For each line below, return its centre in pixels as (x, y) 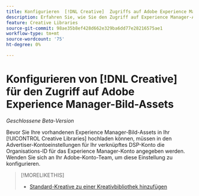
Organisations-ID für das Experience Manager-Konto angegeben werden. (96, 151)
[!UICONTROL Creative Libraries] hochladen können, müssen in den (89, 138)
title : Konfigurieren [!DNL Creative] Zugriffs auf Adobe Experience (96, 12)
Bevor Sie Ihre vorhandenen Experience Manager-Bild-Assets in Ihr (88, 132)
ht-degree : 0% (24, 45)
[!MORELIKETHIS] (42, 175)
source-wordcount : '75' (36, 39)
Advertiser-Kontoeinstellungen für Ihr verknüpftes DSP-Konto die (85, 144)
